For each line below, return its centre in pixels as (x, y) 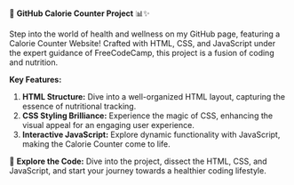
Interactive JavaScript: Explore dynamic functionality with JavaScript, (151, 134)
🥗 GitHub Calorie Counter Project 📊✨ (79, 13)
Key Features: (36, 80)
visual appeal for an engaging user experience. (108, 125)
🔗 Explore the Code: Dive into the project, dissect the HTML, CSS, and (139, 161)
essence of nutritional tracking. (79, 106)
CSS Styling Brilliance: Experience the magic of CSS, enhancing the (147, 116)
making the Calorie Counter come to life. (96, 144)
